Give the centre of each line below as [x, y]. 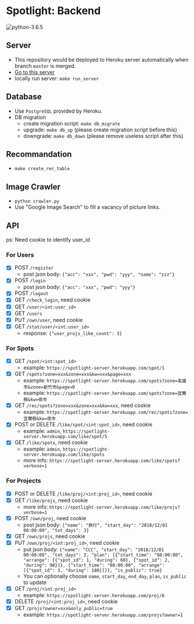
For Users [20, 255]
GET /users [28, 313]
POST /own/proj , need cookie [50, 518]
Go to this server [34, 72]
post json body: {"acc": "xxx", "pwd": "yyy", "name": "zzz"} [99, 274]
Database [24, 97]
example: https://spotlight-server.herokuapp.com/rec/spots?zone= [105, 412]
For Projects [24, 481]
